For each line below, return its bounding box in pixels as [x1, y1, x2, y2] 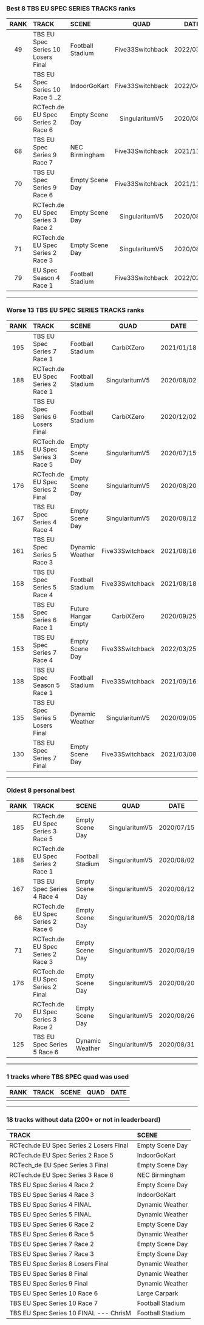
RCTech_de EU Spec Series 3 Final [9, 1161, 109, 1170]
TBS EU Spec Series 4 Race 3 [9, 1191, 94, 1199]
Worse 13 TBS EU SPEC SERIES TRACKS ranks [6, 306, 144, 314]
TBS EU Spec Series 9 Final [9, 1279, 88, 1288]
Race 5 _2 [33, 93, 62, 101]
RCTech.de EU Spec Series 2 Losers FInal [9, 1141, 129, 1150]
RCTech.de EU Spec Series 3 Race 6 [9, 1171, 114, 1179]
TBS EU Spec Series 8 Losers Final [9, 1259, 109, 1268]
